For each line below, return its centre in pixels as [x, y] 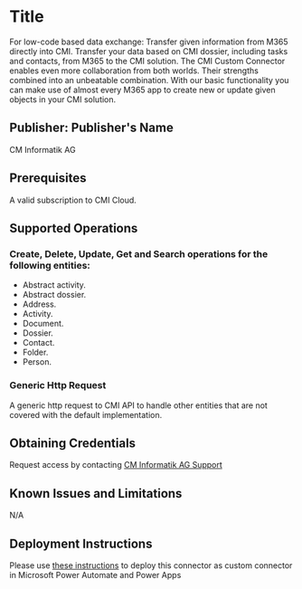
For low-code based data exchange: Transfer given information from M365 [149, 42]
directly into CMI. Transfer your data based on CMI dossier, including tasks [149, 51]
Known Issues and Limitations [96, 494]
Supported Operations [74, 228]
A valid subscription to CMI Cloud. [73, 200]
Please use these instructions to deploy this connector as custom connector [151, 565]
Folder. [35, 352]
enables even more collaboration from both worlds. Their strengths [134, 71]
